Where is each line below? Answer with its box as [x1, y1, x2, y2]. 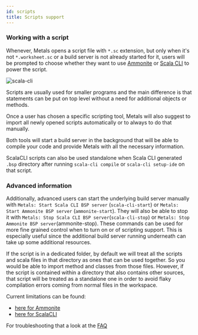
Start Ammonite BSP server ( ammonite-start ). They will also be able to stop [6, 208, 189, 215]
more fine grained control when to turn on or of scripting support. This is [6, 226, 183, 234]
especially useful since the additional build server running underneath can [6, 232, 186, 239]
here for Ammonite [14, 304, 61, 311]
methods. [6, 101, 29, 108]
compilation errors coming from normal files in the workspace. [6, 281, 158, 289]
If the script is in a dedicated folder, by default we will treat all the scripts [6, 250, 183, 257]
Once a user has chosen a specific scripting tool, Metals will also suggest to [6, 113, 191, 120]
